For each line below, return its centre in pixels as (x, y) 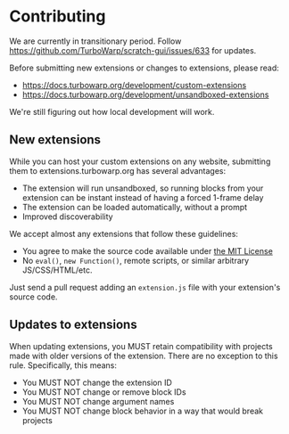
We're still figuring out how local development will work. (112, 111)
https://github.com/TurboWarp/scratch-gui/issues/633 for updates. (133, 50)
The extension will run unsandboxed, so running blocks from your (143, 188)
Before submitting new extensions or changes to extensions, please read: (144, 68)
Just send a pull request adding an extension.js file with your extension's (145, 287)
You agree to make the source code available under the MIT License (148, 250)
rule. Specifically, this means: (63, 365)
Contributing (58, 16)
